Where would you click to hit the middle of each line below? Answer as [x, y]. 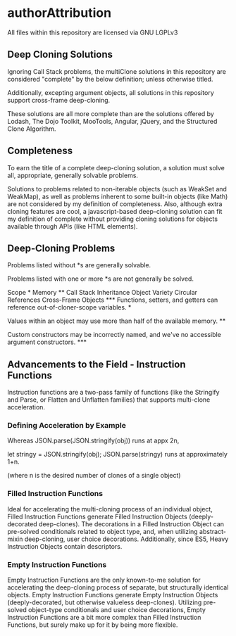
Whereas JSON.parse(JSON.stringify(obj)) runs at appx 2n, [93, 440]
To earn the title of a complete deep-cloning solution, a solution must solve [116, 167]
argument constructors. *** [47, 342]
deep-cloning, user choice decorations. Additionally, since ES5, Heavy [126, 539]
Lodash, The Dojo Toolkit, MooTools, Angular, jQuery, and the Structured [112, 121]
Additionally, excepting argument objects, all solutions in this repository [111, 92]
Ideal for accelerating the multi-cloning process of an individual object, [110, 509]
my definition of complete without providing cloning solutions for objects [113, 219]
